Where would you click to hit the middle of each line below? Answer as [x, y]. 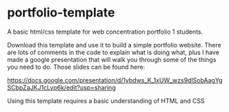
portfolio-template [61, 13]
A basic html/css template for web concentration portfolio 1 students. [105, 32]
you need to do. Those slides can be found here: [76, 67]
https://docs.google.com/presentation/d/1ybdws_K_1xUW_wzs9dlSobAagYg [115, 80]
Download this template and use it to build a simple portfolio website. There [114, 45]
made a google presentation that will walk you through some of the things [112, 59]
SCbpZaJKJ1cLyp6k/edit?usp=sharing [61, 87]
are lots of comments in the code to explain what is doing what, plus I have [113, 52]
